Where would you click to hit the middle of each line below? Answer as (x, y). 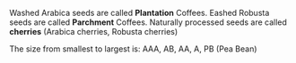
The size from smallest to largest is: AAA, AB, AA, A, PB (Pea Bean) (133, 49)
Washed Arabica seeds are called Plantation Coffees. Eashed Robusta (139, 13)
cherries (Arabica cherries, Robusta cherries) (94, 31)
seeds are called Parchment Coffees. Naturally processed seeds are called (148, 22)
